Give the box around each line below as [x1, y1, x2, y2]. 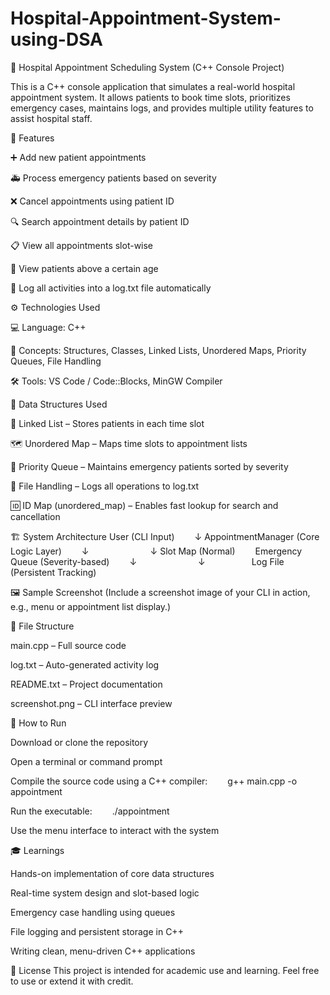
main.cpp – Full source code [10, 639, 127, 651]
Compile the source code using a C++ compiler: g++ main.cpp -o [10, 775, 298, 787]
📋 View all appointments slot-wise [10, 239, 154, 251]
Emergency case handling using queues [10, 906, 176, 918]
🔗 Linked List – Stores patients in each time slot [10, 417, 205, 429]
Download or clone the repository [10, 736, 149, 748]
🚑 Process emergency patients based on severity [10, 172, 217, 184]
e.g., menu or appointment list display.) [10, 600, 172, 612]
